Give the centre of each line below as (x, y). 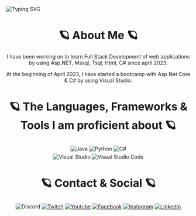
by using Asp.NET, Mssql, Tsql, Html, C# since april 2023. (98, 63)
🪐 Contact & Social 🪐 (98, 183)
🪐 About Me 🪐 (98, 35)
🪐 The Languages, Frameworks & (98, 107)
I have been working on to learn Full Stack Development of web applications (98, 57)
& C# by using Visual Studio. (98, 80)
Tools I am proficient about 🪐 (98, 125)
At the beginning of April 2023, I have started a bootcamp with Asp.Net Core (98, 74)
